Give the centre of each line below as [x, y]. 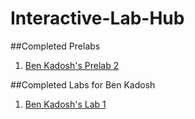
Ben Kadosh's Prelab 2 [72, 65]
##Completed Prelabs [55, 46]
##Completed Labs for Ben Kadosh [83, 84]
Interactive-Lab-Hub [97, 18]
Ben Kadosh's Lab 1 [65, 104]
